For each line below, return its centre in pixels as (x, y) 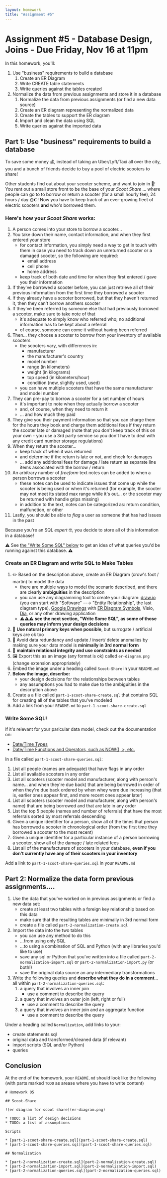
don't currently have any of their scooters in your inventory (75, 853)
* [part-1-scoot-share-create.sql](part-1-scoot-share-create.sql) (77, 1140)
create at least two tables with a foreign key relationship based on (87, 909)
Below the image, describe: (41, 673)
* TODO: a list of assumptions (38, 1123)
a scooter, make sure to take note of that (54, 314)
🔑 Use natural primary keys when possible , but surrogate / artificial (82, 629)
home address (42, 271)
